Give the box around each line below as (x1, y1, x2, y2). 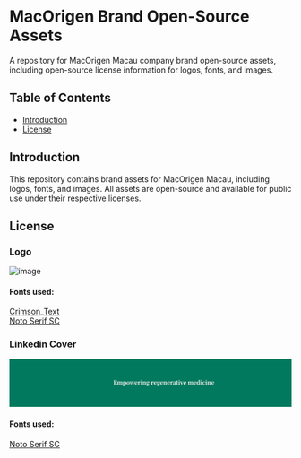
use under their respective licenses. (9, 193, 142, 203)
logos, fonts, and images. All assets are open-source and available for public (9, 183, 292, 194)
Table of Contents (9, 91, 112, 106)
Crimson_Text (9, 307, 60, 317)
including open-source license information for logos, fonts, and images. (9, 65, 273, 75)
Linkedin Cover (9, 338, 77, 350)
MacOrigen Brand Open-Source (9, 6, 250, 27)
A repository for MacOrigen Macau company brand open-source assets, (9, 55, 277, 65)
